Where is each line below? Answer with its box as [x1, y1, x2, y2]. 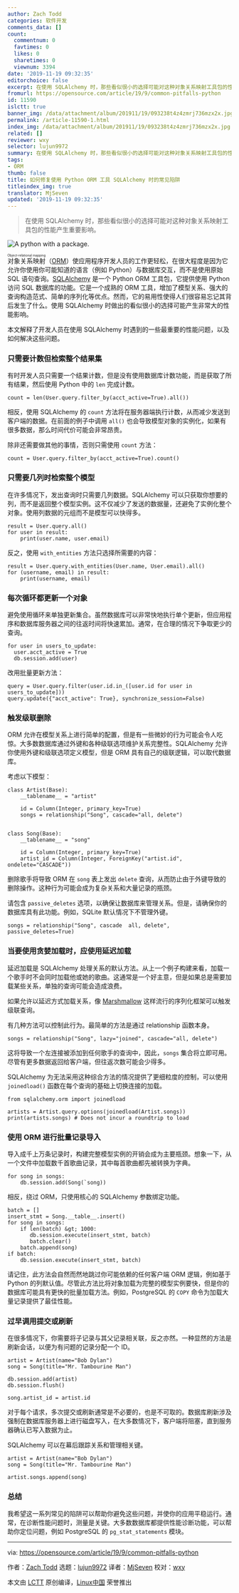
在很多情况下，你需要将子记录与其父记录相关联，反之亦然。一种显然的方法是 [7, 1334, 232, 1343]
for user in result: [7, 528, 69, 536]
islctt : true [7, 103, 46, 111]
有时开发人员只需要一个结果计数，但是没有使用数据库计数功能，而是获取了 [7, 372, 225, 380]
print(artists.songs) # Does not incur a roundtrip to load [7, 1114, 190, 1122]
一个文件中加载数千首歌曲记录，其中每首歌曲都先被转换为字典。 [7, 1158, 194, 1167]
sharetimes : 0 [14, 57, 55, 64]
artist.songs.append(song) [7, 1474, 87, 1481]
